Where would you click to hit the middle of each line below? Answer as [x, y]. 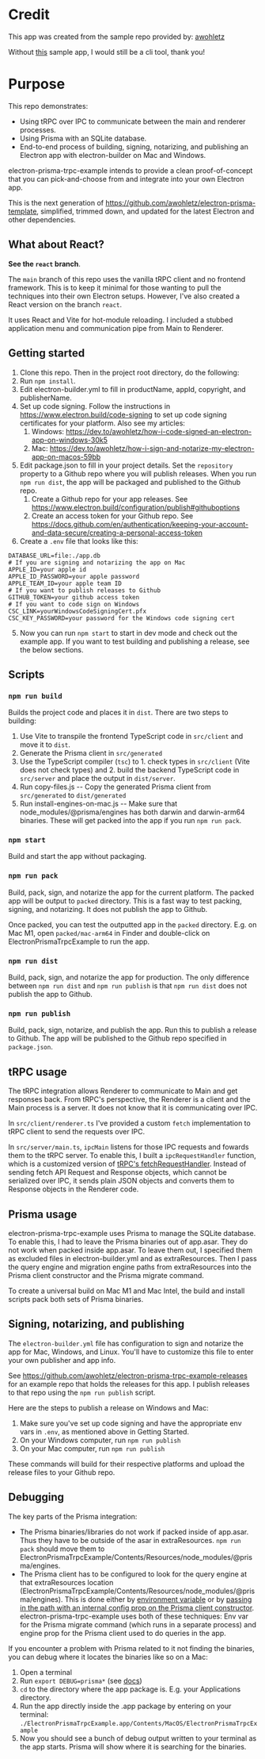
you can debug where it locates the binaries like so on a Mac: [108, 1657]
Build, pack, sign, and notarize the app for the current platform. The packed [131, 892]
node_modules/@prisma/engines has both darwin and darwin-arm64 [132, 812]
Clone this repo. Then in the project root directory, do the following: [129, 372]
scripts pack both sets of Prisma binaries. [76, 1299]
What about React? [57, 245]
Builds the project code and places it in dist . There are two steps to [118, 713]
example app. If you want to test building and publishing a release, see [134, 641]
